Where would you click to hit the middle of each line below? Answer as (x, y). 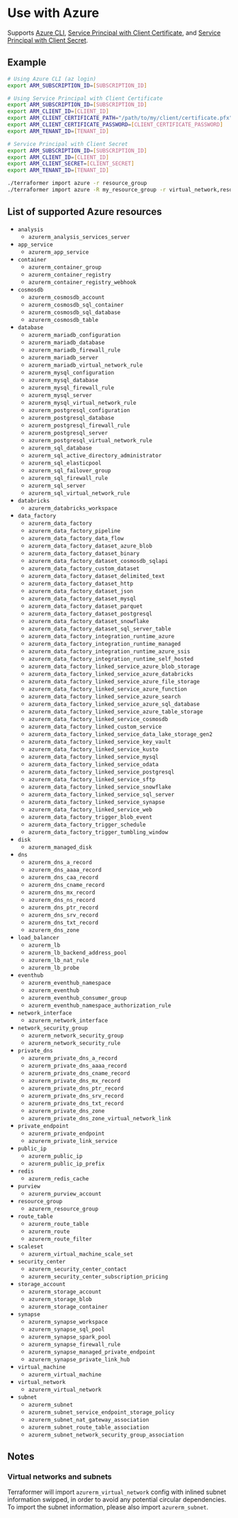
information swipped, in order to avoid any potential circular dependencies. (117, 1500)
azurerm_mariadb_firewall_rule (74, 350)
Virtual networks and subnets (59, 1477)
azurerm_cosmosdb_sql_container (76, 305)
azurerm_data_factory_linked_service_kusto (93, 749)
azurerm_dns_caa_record (63, 877)
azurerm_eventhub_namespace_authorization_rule (100, 1005)
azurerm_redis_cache (58, 1178)
